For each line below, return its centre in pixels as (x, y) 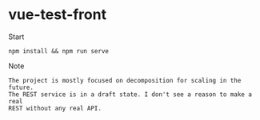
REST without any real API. (55, 108)
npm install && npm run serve (59, 51)
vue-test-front (57, 15)
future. (21, 87)
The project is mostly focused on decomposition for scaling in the (125, 80)
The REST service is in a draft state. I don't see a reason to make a (130, 94)
